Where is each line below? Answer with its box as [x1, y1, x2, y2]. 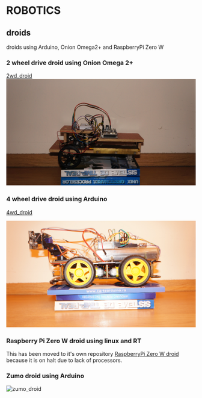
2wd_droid [6, 72, 32, 79]
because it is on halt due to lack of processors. [6, 356, 123, 364]
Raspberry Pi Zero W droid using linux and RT [6, 337, 142, 345]
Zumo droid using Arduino [6, 372, 84, 380]
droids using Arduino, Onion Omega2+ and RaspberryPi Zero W [6, 43, 164, 51]
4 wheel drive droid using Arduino [6, 195, 108, 204]
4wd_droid [6, 208, 33, 216]
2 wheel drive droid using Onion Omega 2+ [6, 58, 133, 67]
